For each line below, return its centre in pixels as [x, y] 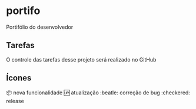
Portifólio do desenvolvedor [40, 27]
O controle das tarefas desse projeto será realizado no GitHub [81, 59]
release [15, 101]
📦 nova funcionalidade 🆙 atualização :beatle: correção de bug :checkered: [98, 93]
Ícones [19, 78]
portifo [23, 11]
